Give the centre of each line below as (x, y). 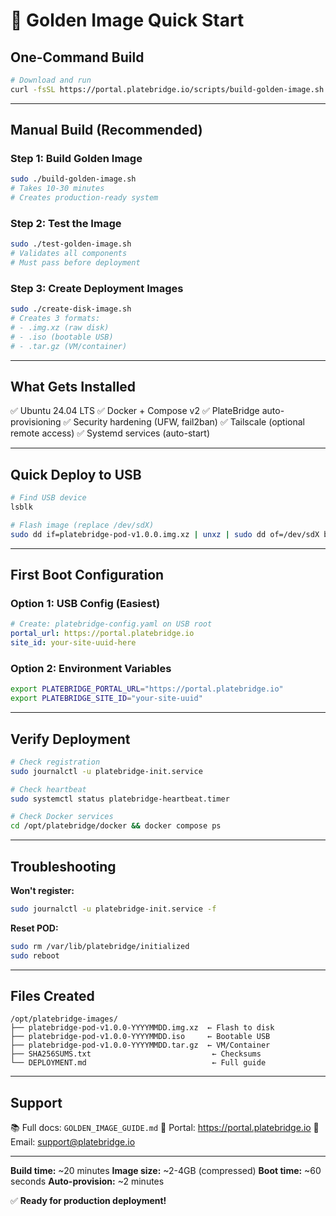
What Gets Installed (73, 387)
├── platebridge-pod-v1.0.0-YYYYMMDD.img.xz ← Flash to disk (142, 1028)
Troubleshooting (63, 866)
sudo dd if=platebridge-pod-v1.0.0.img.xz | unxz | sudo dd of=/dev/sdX (165, 534)
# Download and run (51, 80)
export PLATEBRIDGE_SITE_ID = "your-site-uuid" (106, 699)
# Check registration (55, 762)
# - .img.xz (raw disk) (60, 328)
